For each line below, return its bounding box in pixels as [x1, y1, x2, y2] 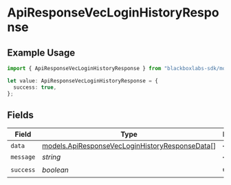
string [42, 153, 61, 162]
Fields [7, 109, 34, 121]
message [10, 153, 36, 161]
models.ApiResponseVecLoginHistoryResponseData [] [42, 141, 217, 151]
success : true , [13, 84, 57, 91]
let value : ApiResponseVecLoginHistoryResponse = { [7, 77, 158, 84]
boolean [42, 165, 69, 175]
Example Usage [7, 47, 76, 58]
